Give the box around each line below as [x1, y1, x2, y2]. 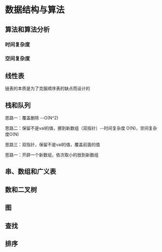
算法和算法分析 [5, 25, 50, 34]
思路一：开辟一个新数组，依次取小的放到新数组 [5, 152, 98, 158]
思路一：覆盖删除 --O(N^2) [5, 115, 59, 121]
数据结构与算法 [5, 4, 65, 16]
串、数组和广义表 [5, 168, 56, 176]
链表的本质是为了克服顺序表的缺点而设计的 [5, 85, 90, 91]
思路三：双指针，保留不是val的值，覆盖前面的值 [5, 142, 100, 148]
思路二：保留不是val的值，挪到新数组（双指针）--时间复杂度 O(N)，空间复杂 [5, 125, 158, 131]
